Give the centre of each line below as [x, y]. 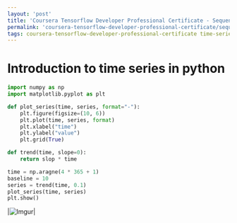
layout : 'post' [30, 14]
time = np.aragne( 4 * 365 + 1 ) [53, 172]
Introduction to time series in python [116, 69]
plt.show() [23, 198]
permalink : [23, 27]
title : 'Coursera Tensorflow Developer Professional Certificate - [109, 21]
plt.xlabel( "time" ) [49, 127]
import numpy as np [36, 88]
